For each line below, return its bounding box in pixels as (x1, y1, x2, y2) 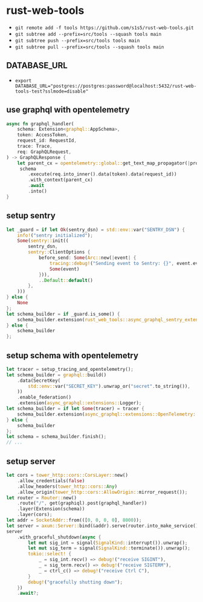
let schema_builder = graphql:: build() (6, 371, 107, 378)
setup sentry (6, 211, 56, 221)
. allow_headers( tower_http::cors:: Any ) (17, 483, 118, 489)
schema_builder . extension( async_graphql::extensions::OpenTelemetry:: (17, 411, 199, 417)
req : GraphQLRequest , (17, 149, 71, 155)
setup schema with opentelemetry (6, 350, 139, 361)
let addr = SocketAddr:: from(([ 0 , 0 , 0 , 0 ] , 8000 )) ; (6, 517, 142, 523)
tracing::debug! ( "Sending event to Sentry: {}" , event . (49, 260, 193, 266)
